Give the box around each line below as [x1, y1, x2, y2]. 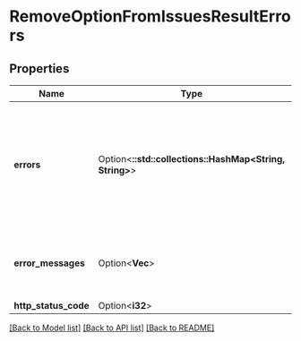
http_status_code [13, 300, 90, 311]
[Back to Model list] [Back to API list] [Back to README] [9, 322, 215, 333]
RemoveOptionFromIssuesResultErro [9, 6, 291, 27]
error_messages [13, 257, 85, 269]
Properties [9, 61, 70, 76]
